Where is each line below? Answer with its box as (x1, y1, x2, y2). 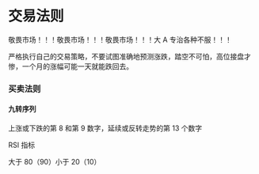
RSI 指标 (8, 140, 36, 150)
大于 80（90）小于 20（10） (8, 157, 101, 167)
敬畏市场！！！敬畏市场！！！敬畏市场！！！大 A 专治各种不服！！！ (8, 35, 232, 44)
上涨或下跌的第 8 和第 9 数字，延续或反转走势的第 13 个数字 (8, 123, 203, 133)
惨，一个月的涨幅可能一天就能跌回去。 (8, 61, 133, 71)
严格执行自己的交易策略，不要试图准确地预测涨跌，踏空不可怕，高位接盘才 (8, 51, 251, 61)
